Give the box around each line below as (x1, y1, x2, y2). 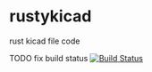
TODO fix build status (9, 52, 89, 63)
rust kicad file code (9, 36, 80, 46)
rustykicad (9, 6, 92, 27)
